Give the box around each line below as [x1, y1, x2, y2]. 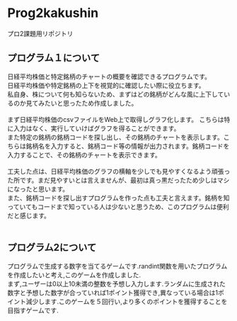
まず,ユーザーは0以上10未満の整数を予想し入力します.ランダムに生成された [7, 279, 226, 288]
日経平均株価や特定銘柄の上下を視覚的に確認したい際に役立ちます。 [7, 81, 205, 89]
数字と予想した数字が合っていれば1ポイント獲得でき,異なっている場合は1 [7, 288, 219, 297]
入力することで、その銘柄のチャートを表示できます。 [7, 150, 161, 159]
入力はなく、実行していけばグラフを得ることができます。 [13, 124, 180, 133]
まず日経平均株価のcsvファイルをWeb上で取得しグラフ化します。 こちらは [7, 115, 224, 123]
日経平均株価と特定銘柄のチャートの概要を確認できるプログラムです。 [7, 72, 211, 81]
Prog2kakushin [7, 5, 99, 21]
